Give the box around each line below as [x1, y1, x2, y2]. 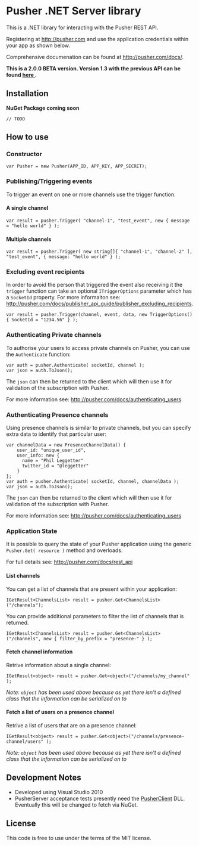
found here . [6, 71, 37, 78]
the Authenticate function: [6, 351, 71, 358]
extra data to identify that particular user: [6, 430, 107, 438]
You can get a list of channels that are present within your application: [6, 585, 177, 593]
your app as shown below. [6, 42, 70, 49]
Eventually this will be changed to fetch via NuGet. [14, 801, 138, 808]
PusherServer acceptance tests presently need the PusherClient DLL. [14, 795, 185, 802]
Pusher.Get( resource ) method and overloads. [6, 547, 123, 554]
